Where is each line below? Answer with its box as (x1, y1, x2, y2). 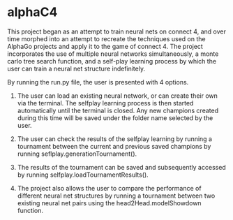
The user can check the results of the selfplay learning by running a (17, 134, 213, 143)
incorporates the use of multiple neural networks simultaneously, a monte (7, 50, 219, 58)
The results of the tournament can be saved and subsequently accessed (17, 163, 227, 171)
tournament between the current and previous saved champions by (17, 142, 211, 150)
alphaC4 (7, 4, 58, 20)
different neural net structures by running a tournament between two (17, 191, 216, 200)
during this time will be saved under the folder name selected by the (17, 113, 213, 122)
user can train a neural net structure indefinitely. (7, 64, 145, 73)
